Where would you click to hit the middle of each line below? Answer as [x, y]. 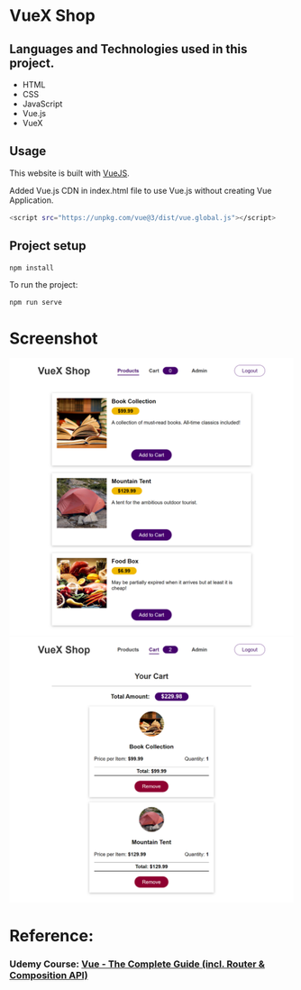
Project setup [48, 246]
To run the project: [44, 284]
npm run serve [36, 302]
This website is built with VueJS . [70, 173]
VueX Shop [53, 16]
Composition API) [49, 975]
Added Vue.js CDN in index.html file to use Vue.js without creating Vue [141, 190]
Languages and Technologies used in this [128, 49]
